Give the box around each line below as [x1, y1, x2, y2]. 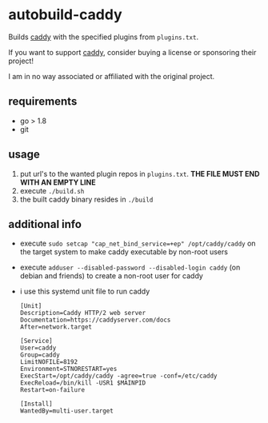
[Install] [19, 400, 54, 409]
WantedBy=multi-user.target [19, 407, 114, 415]
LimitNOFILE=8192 [19, 358, 78, 366]
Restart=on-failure [19, 386, 86, 394]
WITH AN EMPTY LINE [19, 178, 96, 187]
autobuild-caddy [8, 6, 122, 24]
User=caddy [19, 344, 57, 353]
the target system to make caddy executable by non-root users [19, 247, 228, 257]
